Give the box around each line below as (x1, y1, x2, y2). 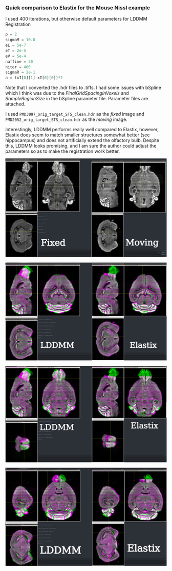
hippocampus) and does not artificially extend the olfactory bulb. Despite (5, 137, 160, 144)
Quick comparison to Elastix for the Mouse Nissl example (5, 4, 150, 11)
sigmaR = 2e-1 (5, 70, 36, 75)
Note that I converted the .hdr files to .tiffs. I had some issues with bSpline (5, 84, 161, 91)
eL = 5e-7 (5, 43, 27, 48)
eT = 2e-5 (5, 48, 27, 53)
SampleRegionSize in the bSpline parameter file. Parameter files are (5, 96, 148, 102)
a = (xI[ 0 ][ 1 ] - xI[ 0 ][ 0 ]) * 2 (5, 75, 63, 81)
